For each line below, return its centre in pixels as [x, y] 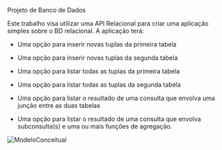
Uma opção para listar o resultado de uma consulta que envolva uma [116, 98]
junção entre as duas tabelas [59, 106]
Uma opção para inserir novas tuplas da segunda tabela [97, 58]
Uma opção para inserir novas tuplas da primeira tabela [97, 44]
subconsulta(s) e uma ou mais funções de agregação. [95, 126]
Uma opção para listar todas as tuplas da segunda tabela [99, 85]
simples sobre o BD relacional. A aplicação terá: [76, 31]
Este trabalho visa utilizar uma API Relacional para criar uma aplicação [108, 23]
